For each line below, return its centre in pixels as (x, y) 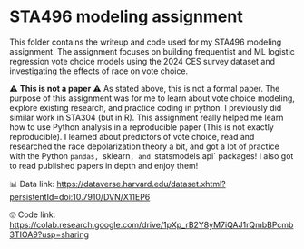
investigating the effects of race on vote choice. (99, 71)
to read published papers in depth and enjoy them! (104, 165)
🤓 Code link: (33, 214)
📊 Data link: (32, 184)
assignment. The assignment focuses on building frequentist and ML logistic (152, 51)
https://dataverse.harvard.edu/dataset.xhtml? (141, 184)
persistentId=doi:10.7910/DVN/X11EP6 (80, 196)
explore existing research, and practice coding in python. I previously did (146, 107)
